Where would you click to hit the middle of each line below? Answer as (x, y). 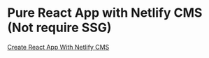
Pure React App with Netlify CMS (105, 13)
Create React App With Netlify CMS (58, 47)
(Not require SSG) (59, 28)
